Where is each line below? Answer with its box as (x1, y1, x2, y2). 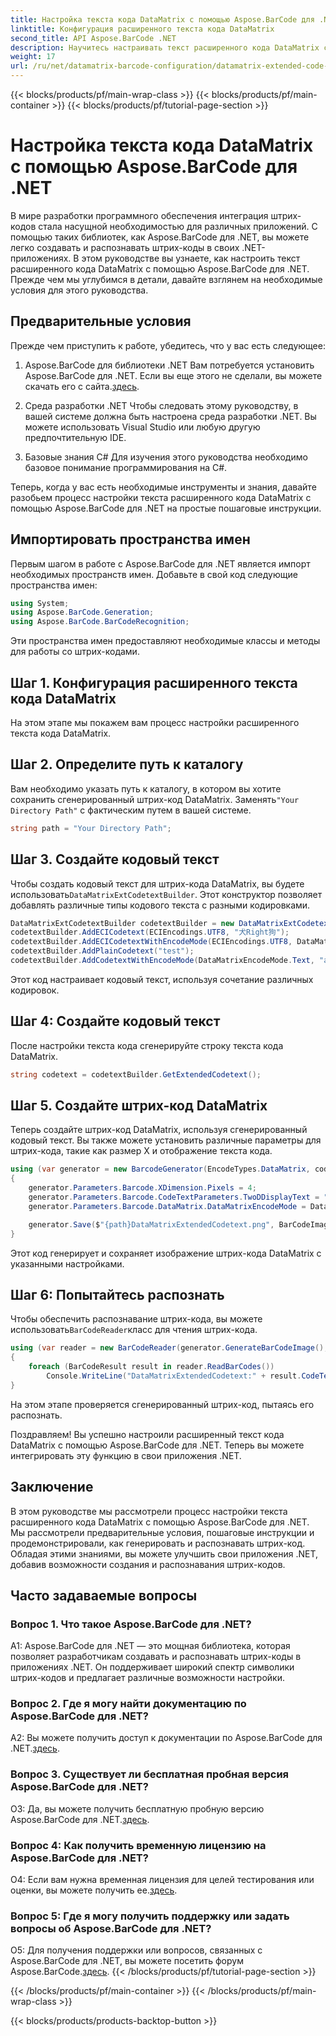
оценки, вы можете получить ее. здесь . (10, 1884, 178, 1896)
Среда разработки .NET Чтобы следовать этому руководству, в (24, 399, 299, 411)
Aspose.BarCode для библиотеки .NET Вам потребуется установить (24, 359, 315, 371)
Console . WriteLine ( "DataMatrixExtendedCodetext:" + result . (46, 1371, 302, 1381)
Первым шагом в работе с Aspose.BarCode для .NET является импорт (10, 557, 311, 570)
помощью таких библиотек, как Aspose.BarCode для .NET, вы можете (10, 231, 310, 243)
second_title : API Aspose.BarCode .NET (10, 33, 177, 43)
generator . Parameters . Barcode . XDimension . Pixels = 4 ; (28, 1183, 257, 1193)
